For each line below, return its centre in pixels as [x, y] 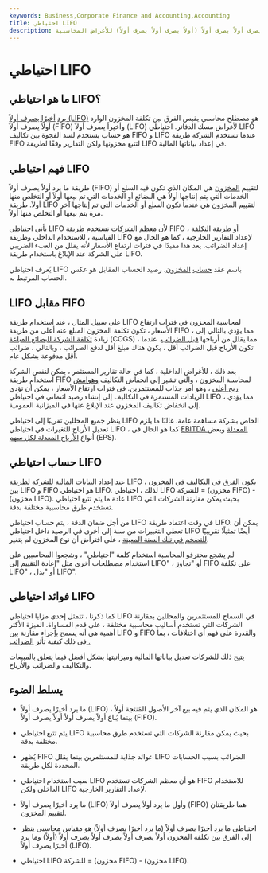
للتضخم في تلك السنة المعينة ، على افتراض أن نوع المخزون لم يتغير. [109, 539]
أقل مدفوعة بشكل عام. [43, 356]
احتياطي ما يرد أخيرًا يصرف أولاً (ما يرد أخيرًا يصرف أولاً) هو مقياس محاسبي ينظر [138, 828]
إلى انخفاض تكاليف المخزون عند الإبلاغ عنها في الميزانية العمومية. [105, 405]
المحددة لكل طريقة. [50, 766]
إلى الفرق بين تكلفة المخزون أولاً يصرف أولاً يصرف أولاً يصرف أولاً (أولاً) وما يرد [136, 837]
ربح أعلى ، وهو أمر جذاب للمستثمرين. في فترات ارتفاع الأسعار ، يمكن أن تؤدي [124, 388]
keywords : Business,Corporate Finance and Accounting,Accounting [119, 16]
